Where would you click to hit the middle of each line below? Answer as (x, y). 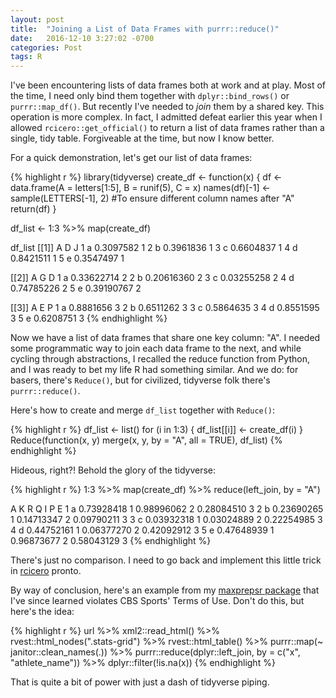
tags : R (26, 57)
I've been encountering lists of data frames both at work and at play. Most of (168, 85)
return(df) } (33, 209)
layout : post (37, 19)
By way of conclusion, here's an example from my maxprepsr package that (165, 590)
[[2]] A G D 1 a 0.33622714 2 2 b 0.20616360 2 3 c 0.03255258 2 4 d (152, 278)
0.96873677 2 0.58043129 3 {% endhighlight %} (111, 541)
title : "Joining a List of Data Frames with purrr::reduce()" (145, 29)
